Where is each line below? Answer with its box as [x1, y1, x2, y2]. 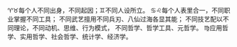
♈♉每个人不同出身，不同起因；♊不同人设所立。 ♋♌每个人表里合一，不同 [7, 6, 224, 14]
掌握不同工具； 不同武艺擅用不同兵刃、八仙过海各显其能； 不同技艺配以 [13, 15, 223, 23]
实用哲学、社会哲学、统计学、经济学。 [19, 32, 132, 41]
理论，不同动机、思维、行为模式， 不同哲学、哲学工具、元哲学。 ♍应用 [13, 24, 223, 32]
